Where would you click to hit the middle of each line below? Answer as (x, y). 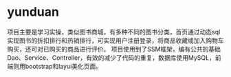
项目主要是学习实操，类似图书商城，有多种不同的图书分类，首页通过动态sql (114, 32)
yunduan (33, 12)
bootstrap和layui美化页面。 (64, 66)
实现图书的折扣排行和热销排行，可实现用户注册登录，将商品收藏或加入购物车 (115, 40)
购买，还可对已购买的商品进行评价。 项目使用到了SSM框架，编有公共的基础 (114, 49)
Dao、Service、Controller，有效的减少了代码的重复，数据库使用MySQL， (111, 57)
